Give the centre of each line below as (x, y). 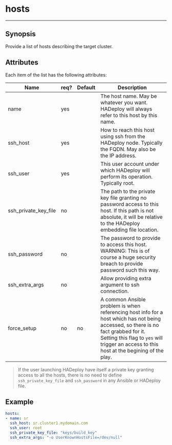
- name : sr (17, 418)
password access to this (130, 204)
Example (19, 402)
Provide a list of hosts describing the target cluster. (59, 46)
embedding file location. (130, 230)
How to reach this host (127, 130)
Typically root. (117, 183)
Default (86, 87)
